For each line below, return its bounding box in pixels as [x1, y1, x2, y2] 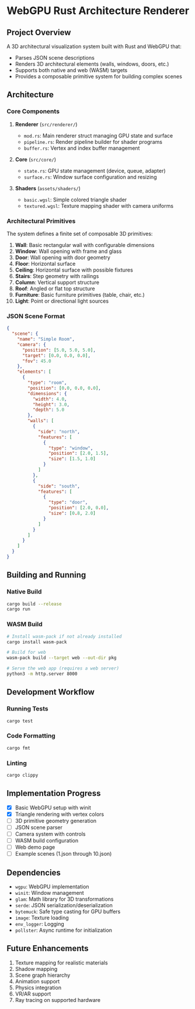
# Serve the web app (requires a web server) [6, 665, 119, 671]
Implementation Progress [6, 788, 101, 798]
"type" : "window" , [48, 445, 93, 451]
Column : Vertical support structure [15, 279, 100, 286]
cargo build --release [6, 601, 62, 607]
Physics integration [15, 984, 62, 991]
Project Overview [6, 28, 71, 37]
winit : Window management [15, 889, 84, 896]
